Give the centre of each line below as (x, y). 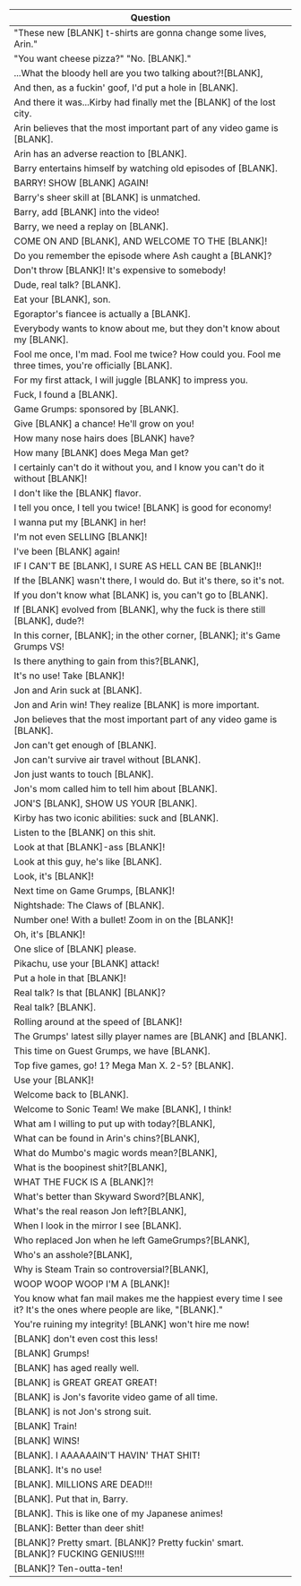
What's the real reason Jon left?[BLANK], (100, 1211)
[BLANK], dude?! (49, 621)
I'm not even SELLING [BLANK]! (81, 537)
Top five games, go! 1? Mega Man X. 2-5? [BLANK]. (124, 1065)
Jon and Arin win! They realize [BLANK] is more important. (137, 705)
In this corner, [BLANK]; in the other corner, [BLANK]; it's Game (147, 635)
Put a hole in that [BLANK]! (70, 978)
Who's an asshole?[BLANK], (73, 1255)
